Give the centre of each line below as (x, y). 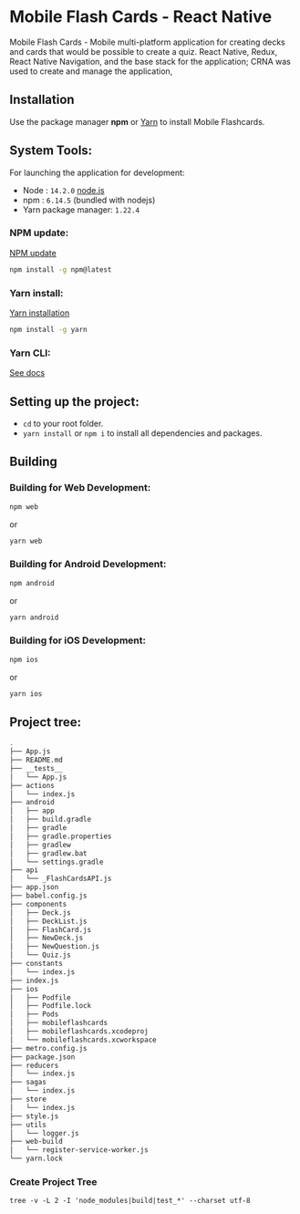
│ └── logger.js (44, 1133)
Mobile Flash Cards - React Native (140, 17)
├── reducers (34, 1065)
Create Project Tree (53, 1182)
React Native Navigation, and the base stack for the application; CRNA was (150, 61)
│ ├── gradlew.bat (49, 853)
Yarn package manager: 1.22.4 (81, 209)
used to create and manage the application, (91, 71)
